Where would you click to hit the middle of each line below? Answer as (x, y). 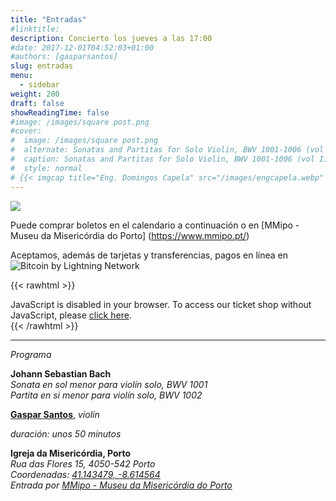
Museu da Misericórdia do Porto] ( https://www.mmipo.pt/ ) (130, 235)
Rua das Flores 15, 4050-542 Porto (83, 463)
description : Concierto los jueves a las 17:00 (111, 38)
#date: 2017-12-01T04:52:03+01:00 (82, 47)
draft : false (37, 103)
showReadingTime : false (60, 112)
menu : (21, 76)
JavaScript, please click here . (71, 315)
